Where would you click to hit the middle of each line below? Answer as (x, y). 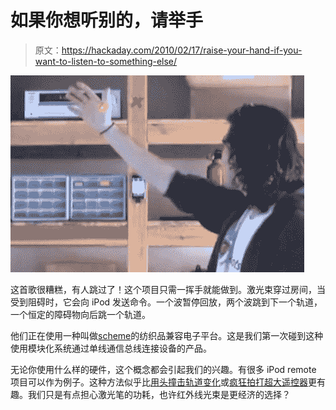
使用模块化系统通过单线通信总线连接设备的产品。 (111, 348)
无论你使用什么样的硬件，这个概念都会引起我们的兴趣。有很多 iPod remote (163, 369)
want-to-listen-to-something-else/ (106, 61)
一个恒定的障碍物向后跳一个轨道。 (80, 314)
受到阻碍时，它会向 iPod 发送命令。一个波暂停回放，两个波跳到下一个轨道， (166, 302)
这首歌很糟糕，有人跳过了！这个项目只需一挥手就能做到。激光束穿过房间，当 (168, 289)
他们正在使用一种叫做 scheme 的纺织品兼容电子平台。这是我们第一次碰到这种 (167, 335)
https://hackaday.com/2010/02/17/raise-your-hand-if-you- (182, 50)
